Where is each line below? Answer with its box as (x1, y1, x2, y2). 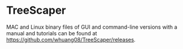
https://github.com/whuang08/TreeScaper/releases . (6, 36, 136, 43)
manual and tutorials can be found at (6, 29, 98, 36)
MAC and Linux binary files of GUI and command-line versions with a (6, 23, 178, 30)
